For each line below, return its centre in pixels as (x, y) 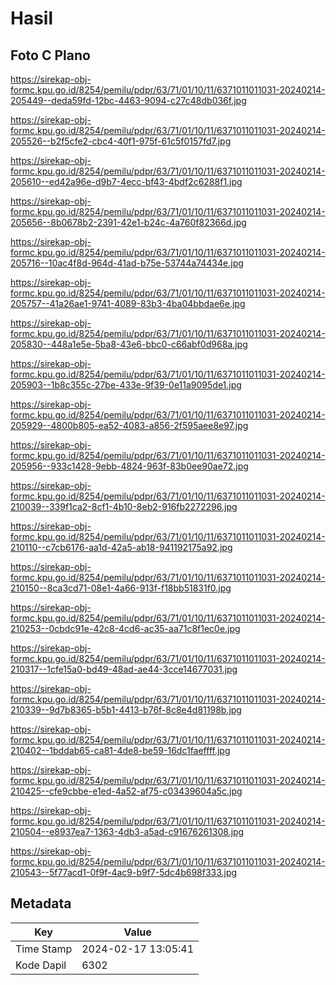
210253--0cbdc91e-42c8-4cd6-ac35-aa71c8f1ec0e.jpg (125, 628)
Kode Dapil (41, 965)
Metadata (41, 903)
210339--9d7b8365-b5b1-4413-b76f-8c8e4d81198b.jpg (126, 710)
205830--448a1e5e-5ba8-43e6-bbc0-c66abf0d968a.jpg (129, 344)
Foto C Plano (50, 55)
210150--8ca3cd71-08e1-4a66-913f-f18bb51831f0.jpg (121, 588)
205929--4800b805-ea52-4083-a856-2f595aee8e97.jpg (129, 425)
